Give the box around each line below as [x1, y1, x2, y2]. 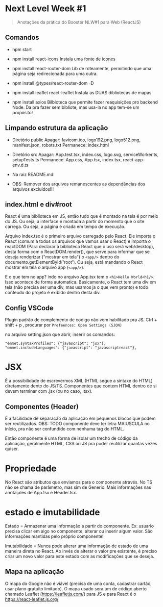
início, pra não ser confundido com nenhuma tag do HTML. [5, 426, 124, 431]
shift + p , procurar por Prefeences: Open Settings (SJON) [5, 322, 122, 328]
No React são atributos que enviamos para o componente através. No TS [5, 479, 153, 485]
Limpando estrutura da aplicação [5, 124, 108, 132]
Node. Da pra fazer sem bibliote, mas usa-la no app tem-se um [12, 104, 140, 110]
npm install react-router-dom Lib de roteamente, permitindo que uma [12, 65, 152, 71]
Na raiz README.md [12, 171, 54, 177]
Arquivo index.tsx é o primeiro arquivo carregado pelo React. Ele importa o [5, 233, 156, 239]
